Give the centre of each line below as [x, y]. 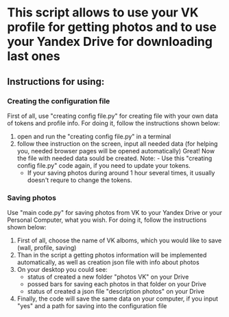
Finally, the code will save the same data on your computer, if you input [117, 299]
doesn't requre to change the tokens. [80, 180]
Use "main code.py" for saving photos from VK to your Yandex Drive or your [115, 213]
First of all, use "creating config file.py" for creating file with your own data [112, 116]
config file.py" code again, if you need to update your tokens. [104, 165]
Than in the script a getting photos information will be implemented [112, 255]
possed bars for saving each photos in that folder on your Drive [117, 284]
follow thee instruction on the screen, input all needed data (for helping [117, 143]
